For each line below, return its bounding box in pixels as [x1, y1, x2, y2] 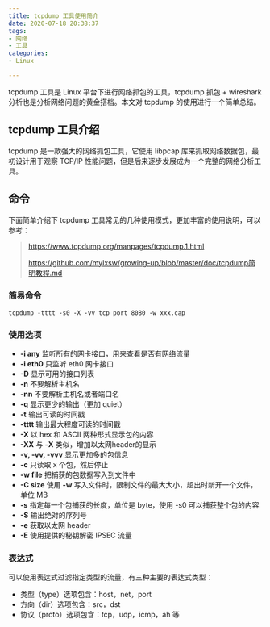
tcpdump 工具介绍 [8, 123, 100, 137]
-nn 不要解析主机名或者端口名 [19, 389, 119, 399]
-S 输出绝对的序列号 [19, 510, 87, 520]
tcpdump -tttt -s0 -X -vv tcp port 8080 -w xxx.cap [8, 308, 185, 317]
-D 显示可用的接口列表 [19, 369, 95, 379]
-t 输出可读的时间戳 [19, 409, 85, 420]
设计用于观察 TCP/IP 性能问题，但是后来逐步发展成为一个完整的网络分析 [15, 156, 255, 165]
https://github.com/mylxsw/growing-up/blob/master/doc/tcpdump [27, 257, 249, 267]
